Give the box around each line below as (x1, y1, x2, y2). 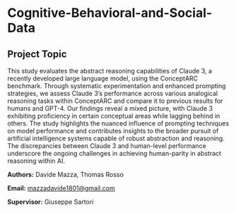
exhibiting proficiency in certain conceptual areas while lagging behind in (7, 111, 220, 120)
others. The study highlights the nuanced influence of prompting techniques (7, 119, 230, 128)
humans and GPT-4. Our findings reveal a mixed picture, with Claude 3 (7, 104, 213, 112)
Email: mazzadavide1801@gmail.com (7, 184, 115, 192)
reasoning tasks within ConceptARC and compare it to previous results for (7, 97, 223, 105)
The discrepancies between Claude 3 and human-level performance (7, 142, 206, 150)
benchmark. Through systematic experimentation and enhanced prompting (7, 82, 226, 90)
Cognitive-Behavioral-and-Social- (7, 5, 213, 21)
